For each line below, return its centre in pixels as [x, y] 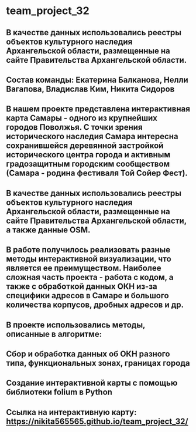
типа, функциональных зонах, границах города [98, 363]
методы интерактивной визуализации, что [89, 259]
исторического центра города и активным [88, 155]
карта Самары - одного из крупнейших [82, 118]
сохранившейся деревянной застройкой [85, 146]
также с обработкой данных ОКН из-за [82, 287]
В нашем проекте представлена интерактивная [98, 109]
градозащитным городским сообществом [88, 164]
